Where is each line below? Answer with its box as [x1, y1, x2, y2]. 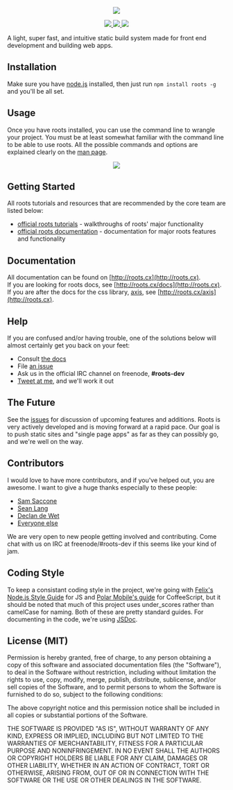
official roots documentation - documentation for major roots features [17, 227, 216, 236]
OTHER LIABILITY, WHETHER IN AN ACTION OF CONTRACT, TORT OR [7, 762, 209, 770]
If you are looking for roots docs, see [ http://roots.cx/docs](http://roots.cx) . [7, 281, 222, 289]
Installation [7, 61, 57, 73]
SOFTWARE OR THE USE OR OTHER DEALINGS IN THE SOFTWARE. [7, 776, 202, 784]
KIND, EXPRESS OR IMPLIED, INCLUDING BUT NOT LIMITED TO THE [7, 732, 204, 740]
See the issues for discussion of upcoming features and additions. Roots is [7, 415, 221, 423]
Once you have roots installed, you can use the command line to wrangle [7, 126, 216, 134]
